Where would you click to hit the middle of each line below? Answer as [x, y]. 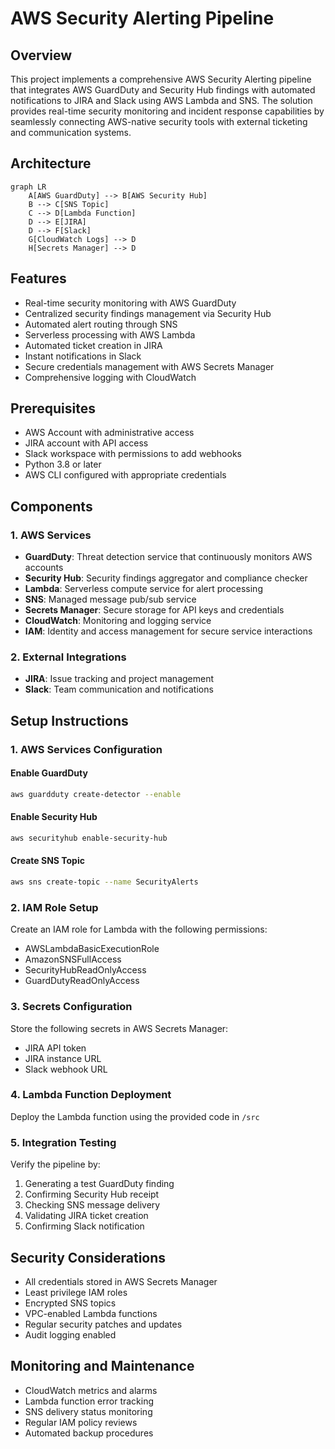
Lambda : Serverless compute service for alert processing [143, 589]
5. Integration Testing [63, 1142]
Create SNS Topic [47, 861]
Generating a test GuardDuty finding [99, 1184]
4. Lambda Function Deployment [91, 1095]
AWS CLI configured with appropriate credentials [125, 475]
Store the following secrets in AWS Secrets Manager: [119, 1028]
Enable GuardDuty [49, 773]
